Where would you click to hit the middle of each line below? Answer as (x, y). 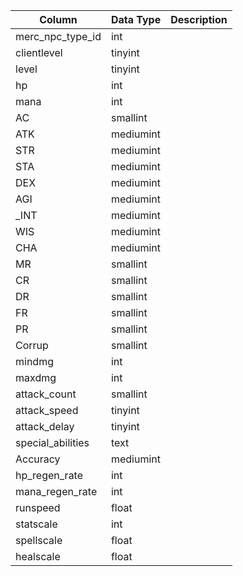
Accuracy (38, 459)
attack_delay (45, 426)
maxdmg (36, 377)
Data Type (136, 19)
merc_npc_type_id (58, 36)
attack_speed (47, 410)
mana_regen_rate (56, 491)
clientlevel (39, 52)
